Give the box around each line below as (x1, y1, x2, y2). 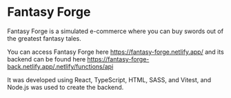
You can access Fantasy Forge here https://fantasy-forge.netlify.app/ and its (7, 48, 224, 56)
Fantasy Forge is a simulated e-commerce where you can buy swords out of (7, 27, 224, 35)
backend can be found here (7, 55, 86, 63)
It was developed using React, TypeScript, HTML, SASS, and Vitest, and (7, 75, 212, 84)
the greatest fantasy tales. (7, 34, 81, 42)
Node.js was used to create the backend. (7, 83, 124, 91)
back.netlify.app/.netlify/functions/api (7, 62, 114, 70)
